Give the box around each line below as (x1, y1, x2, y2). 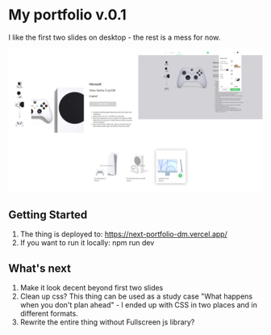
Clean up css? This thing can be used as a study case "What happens (19, 291, 252, 301)
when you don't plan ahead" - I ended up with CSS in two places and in (19, 300, 258, 310)
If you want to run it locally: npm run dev (19, 238, 155, 248)
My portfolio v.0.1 (8, 6, 127, 24)
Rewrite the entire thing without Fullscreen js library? (19, 317, 195, 327)
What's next (8, 261, 71, 275)
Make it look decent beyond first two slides (19, 283, 164, 293)
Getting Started (8, 208, 88, 222)
